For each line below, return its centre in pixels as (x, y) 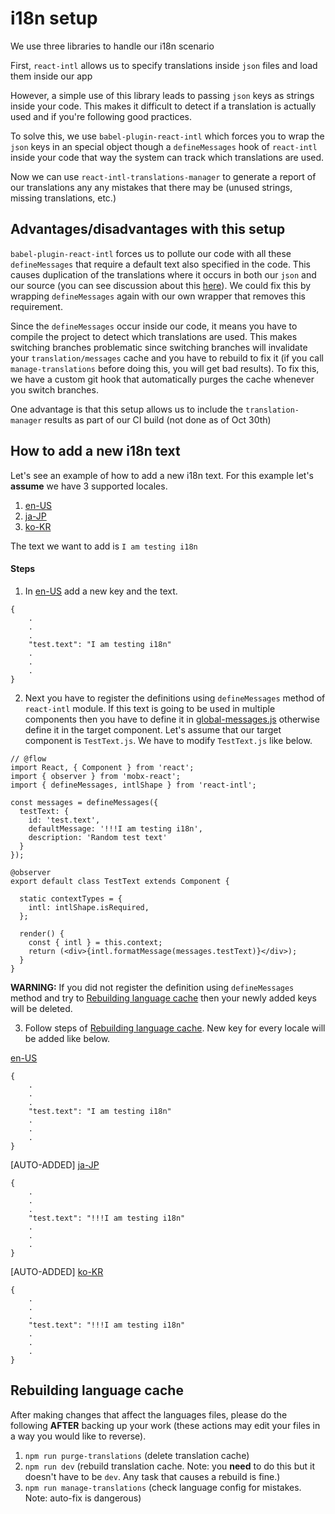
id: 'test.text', (64, 820)
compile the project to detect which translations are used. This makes (154, 336)
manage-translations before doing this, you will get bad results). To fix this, (165, 368)
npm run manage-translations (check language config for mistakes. (163, 1487)
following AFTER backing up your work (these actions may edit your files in (165, 1425)
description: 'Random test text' (98, 837)
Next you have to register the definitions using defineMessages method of (175, 698)
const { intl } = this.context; (95, 942)
